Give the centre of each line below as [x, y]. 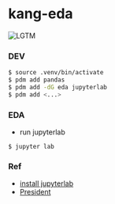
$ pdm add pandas [37, 80]
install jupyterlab [46, 183]
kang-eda [41, 14]
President [35, 192]
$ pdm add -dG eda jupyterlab [58, 87]
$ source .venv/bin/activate [56, 73]
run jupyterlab [42, 132]
